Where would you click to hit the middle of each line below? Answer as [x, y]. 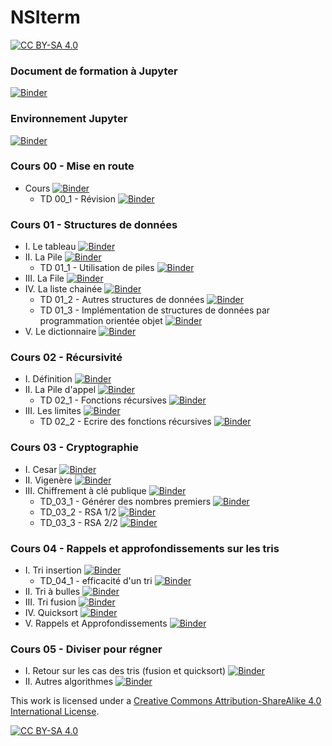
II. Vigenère [48, 480]
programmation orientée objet [101, 321]
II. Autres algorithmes [69, 682]
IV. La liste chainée [63, 289]
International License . [55, 712]
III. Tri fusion [50, 602]
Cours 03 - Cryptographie [75, 448]
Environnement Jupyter [69, 119]
